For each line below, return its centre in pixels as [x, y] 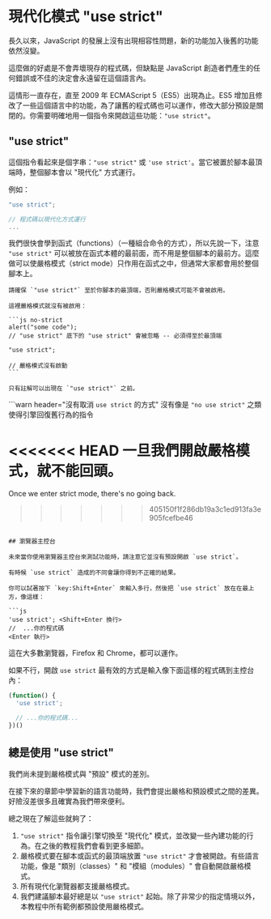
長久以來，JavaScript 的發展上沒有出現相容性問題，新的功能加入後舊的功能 [133, 40]
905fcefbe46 [171, 518]
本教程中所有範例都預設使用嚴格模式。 [84, 906]
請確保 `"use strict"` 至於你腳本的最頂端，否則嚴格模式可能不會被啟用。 [119, 291]
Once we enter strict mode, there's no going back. [92, 494]
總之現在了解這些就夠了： [51, 818]
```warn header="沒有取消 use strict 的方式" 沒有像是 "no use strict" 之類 [135, 405]
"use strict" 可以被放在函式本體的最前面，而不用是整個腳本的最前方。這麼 [134, 253]
